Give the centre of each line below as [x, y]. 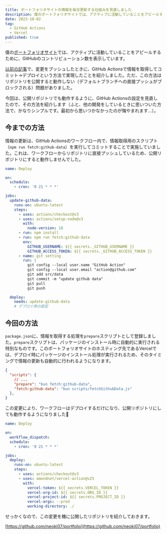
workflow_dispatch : [30, 437]
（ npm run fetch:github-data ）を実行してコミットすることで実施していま [81, 147]
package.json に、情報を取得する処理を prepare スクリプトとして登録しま [79, 336]
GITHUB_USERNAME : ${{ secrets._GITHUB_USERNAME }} [81, 246]
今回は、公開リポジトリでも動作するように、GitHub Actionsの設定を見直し [82, 98]
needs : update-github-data [42, 302]
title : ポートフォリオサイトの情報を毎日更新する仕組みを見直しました [68, 10]
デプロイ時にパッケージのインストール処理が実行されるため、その [81, 355]
